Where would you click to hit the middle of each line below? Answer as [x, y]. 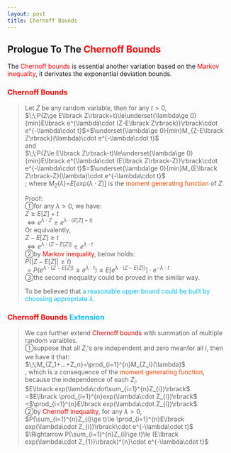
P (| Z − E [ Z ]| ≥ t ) [48, 261]
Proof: [34, 199]
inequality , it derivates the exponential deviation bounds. [90, 74]
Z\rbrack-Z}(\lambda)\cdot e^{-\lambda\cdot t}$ [95, 175]
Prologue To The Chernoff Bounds [84, 49]
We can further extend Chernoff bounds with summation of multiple [124, 333]
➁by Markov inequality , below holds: [80, 253]
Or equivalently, [47, 230]
